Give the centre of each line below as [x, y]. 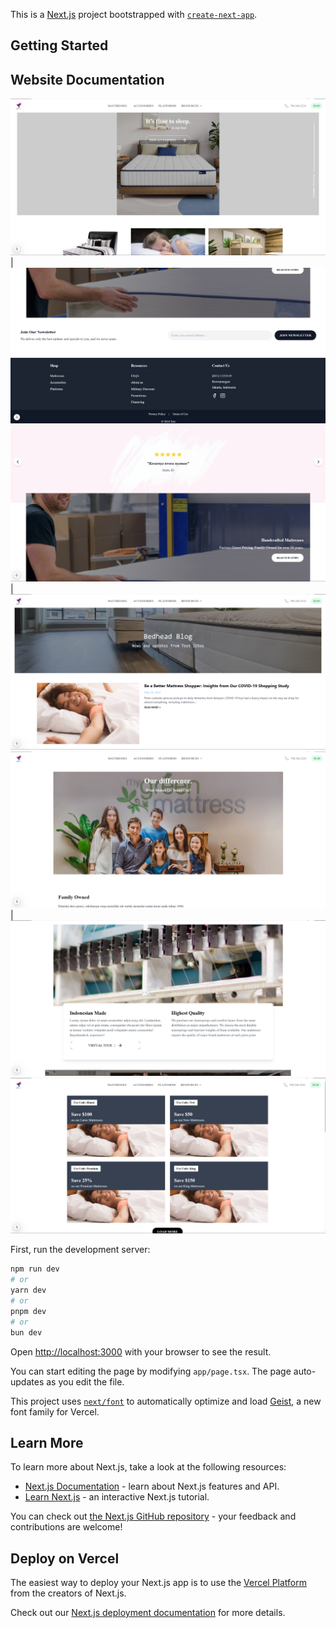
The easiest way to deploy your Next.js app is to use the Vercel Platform [159, 1583]
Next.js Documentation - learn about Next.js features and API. [152, 1486]
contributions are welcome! [66, 1527]
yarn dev [28, 1290]
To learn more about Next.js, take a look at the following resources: [148, 1467]
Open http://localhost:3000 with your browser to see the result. [141, 1351]
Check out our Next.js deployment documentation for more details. [148, 1613]
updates [27, 1381]
